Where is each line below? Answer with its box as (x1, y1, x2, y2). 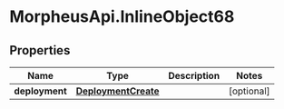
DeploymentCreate (75, 84, 160, 97)
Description (167, 70, 220, 82)
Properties (9, 43, 71, 58)
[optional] (228, 84, 270, 97)
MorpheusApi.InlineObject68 (9, 6, 235, 27)
